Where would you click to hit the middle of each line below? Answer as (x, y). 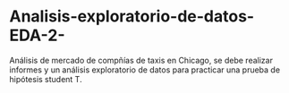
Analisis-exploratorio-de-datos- (132, 17)
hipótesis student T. (46, 79)
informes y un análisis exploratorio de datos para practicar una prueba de (144, 70)
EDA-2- (37, 35)
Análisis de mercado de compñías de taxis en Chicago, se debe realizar (141, 60)
